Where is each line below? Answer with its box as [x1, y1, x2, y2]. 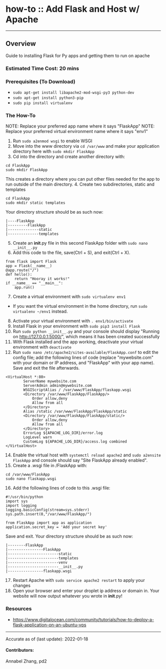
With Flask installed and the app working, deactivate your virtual [12, 339, 143, 345]
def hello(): [5, 272, 33, 277]
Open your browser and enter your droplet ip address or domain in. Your [12, 588, 160, 594]
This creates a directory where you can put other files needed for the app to [5, 176, 160, 182]
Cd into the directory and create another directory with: [12, 154, 125, 159]
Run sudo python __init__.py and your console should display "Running [12, 328, 160, 334]
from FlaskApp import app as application [5, 520, 92, 525]
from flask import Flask [5, 259, 57, 264]
